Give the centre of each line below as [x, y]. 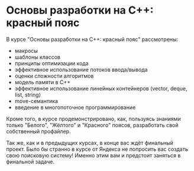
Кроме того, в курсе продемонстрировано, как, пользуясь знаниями [94, 118]
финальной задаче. [30, 162]
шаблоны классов [38, 57]
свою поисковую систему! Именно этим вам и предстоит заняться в [93, 155]
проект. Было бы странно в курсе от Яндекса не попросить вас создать [97, 149]
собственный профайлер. [38, 131]
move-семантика [36, 101]
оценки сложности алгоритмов [54, 76]
